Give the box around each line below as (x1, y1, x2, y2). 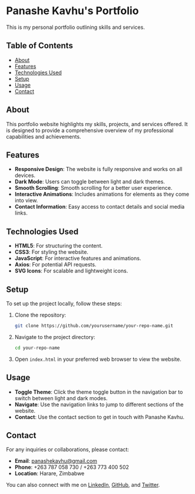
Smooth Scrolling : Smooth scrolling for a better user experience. (14, 185, 173, 192)
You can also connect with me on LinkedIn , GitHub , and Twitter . (6, 482, 160, 489)
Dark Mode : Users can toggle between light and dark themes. (14, 178, 165, 185)
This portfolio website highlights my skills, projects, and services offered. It (6, 120, 188, 127)
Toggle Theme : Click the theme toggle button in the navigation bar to (14, 388, 183, 396)
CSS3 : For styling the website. (14, 249, 88, 256)
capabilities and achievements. (6, 133, 81, 140)
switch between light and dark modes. (14, 394, 108, 401)
